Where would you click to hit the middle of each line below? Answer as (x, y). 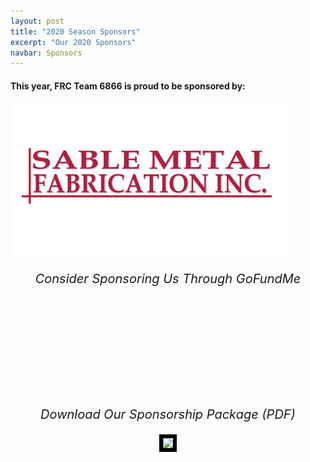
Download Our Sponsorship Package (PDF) (168, 414)
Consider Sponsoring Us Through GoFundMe (168, 279)
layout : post (37, 21)
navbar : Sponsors (46, 53)
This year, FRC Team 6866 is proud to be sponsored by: (128, 86)
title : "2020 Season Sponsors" (75, 31)
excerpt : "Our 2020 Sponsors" (73, 42)
